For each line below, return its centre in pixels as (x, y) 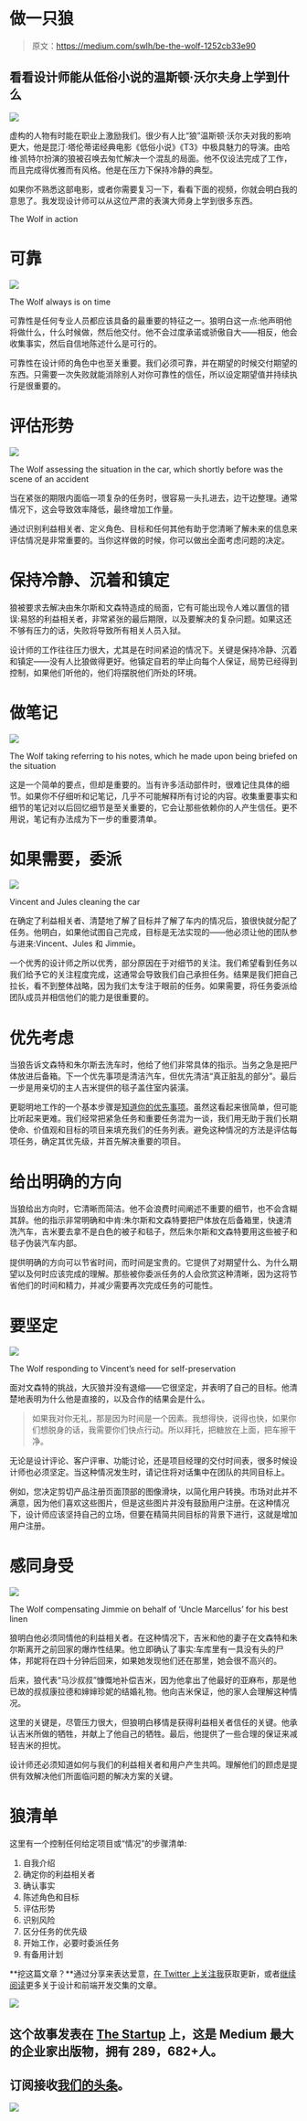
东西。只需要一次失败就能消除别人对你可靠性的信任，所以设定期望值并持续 (149, 374)
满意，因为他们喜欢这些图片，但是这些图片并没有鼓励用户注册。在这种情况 (149, 1503)
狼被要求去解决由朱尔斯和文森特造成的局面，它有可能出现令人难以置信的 (145, 607)
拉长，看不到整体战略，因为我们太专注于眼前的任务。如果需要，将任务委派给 (153, 986)
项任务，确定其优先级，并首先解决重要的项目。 (97, 1141)
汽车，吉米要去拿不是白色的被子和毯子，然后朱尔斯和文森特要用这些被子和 (157, 1231)
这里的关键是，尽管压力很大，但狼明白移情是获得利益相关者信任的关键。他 (149, 1722)
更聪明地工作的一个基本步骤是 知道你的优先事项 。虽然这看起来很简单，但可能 (153, 1107)
